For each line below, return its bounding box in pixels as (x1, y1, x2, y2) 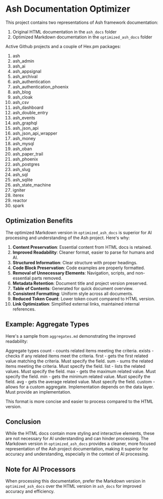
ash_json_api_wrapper (12, 130, 58, 136)
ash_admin (12, 58, 34, 64)
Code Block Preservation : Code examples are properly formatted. (12, 265, 145, 271)
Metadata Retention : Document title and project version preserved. (12, 280, 148, 286)
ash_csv (12, 99, 29, 105)
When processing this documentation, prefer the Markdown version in (5, 478, 146, 484)
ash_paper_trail (12, 151, 43, 156)
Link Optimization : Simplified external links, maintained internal (12, 301, 140, 307)
